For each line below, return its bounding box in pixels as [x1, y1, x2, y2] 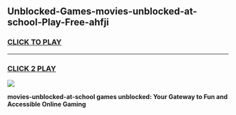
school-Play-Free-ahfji [7, 17, 110, 29]
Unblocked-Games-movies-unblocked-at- [7, 6, 198, 17]
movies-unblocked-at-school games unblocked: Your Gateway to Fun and [7, 92, 228, 100]
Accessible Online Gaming [7, 100, 86, 108]
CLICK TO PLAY [7, 38, 62, 47]
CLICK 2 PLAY [7, 63, 56, 73]
